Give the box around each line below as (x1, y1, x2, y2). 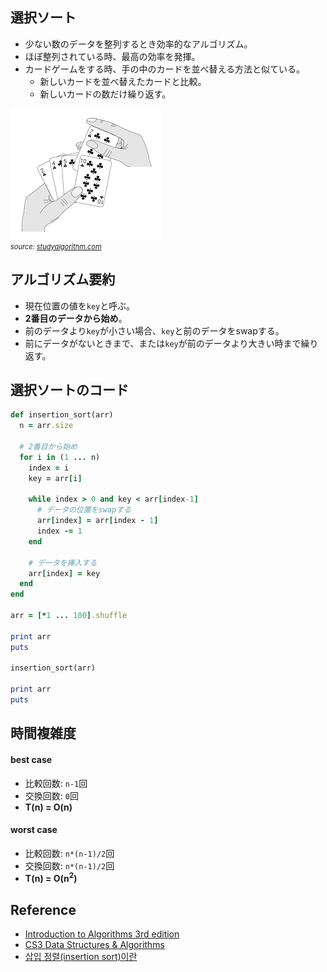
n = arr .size (19, 421, 74, 431)
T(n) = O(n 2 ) (24, 871, 78, 885)
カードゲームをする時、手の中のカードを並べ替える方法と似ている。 (24, 63, 305, 75)
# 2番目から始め (19, 442, 78, 452)
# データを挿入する (28, 558, 98, 568)
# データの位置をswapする (36, 505, 132, 515)
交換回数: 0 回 (24, 789, 79, 802)
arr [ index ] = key (28, 568, 101, 578)
